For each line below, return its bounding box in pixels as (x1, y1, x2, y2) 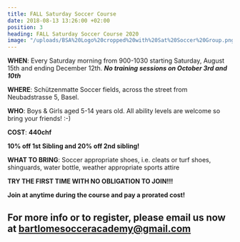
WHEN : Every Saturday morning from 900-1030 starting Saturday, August (7, 56, 225, 65)
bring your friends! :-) (7, 115, 71, 123)
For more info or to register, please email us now (7, 211, 226, 223)
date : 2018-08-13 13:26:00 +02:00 (7, 17, 111, 24)
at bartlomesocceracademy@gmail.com (7, 222, 191, 235)
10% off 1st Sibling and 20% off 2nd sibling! (7, 142, 140, 150)
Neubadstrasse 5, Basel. (7, 93, 80, 102)
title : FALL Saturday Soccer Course (7, 10, 116, 18)
